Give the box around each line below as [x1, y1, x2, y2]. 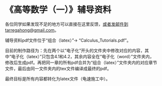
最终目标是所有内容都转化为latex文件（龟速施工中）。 [5, 75, 111, 82]
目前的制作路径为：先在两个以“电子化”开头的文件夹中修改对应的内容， [5, 48, 145, 53]
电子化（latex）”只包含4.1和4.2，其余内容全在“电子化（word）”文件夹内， [11, 53, 154, 59]
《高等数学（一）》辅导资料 [5, 4, 112, 15]
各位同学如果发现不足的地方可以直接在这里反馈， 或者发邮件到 [5, 21, 129, 27]
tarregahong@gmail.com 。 [5, 27, 59, 33]
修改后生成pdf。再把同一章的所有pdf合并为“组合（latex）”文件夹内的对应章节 [5, 60, 158, 65]
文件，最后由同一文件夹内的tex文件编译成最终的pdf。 [5, 65, 112, 71]
